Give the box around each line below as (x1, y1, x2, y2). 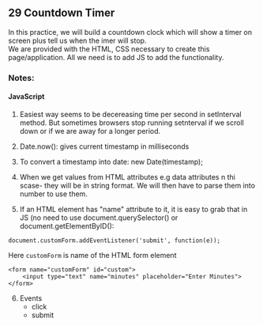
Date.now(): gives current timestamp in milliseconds (19, 142, 190, 151)
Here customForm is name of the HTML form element (8, 250, 177, 260)
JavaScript (8, 92, 45, 101)
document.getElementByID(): (19, 221, 115, 230)
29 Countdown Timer (8, 6, 115, 20)
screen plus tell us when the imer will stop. (8, 36, 147, 45)
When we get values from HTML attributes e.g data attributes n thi (19, 172, 235, 181)
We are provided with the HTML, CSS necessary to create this (8, 44, 210, 54)
